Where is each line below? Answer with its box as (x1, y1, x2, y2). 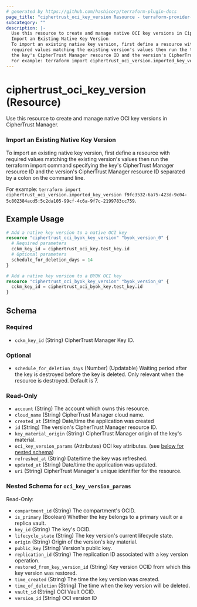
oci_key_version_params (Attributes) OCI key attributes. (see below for (14, 442, 184, 450)
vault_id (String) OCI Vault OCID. (14, 588, 96, 595)
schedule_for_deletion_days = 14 (11, 257, 93, 263)
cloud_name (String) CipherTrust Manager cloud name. (14, 411, 145, 418)
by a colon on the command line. (6, 174, 85, 181)
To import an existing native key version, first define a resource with (6, 149, 170, 156)
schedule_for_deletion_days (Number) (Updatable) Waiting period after (14, 365, 188, 372)
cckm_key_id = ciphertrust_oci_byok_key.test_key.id (11, 284, 143, 290)
